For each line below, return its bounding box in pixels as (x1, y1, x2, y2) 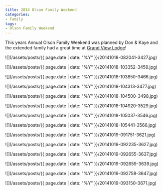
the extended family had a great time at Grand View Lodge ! (5, 45, 127, 51)
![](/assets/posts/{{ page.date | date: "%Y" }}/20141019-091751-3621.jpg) (5, 132, 156, 138)
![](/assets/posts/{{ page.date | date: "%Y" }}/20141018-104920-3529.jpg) (5, 103, 158, 109)
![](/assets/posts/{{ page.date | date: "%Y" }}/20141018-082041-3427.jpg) (5, 54, 158, 60)
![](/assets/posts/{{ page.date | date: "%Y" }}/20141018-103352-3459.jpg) (5, 64, 158, 70)
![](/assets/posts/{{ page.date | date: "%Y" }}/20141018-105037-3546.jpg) (5, 113, 158, 119)
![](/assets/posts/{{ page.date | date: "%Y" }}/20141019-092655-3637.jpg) (5, 151, 158, 157)
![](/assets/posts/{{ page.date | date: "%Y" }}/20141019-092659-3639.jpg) (5, 161, 159, 167)
